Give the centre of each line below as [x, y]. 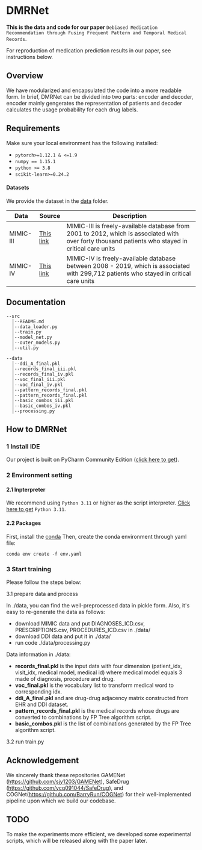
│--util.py [25, 348]
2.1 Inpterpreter [26, 489]
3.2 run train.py [25, 742]
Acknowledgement [43, 761]
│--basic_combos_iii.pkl [43, 400]
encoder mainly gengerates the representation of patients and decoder [94, 103]
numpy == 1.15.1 [35, 161]
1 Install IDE [23, 446]
